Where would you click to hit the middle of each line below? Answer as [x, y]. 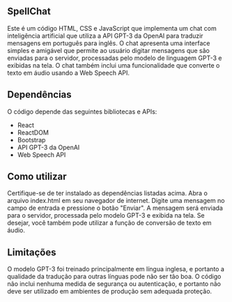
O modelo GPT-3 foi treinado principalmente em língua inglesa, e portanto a [116, 269]
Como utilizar [37, 177]
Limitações [32, 252]
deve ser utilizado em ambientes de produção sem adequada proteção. [110, 292]
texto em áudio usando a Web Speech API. [69, 73]
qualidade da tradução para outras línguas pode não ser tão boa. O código [114, 277]
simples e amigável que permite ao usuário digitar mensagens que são [109, 50]
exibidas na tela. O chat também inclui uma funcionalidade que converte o [114, 65]
